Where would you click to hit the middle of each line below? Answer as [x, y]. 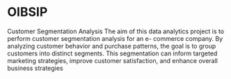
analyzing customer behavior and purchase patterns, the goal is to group [112, 46]
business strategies [35, 68]
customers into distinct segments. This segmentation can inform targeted [112, 53]
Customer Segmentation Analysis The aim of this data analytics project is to [116, 31]
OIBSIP [27, 12]
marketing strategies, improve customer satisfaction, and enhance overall [112, 60]
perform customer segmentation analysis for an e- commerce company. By [115, 38]
